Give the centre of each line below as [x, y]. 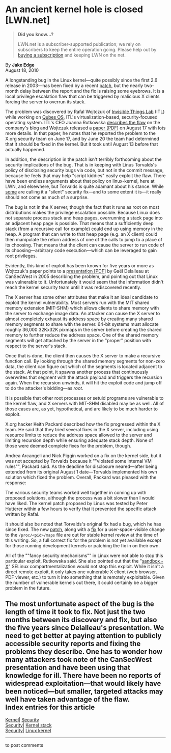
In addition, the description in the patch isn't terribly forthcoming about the [83, 159]
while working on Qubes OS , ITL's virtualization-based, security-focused [81, 117]
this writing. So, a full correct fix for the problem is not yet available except [83, 540]
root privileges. [21, 256]
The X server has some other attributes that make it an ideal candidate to [82, 297]
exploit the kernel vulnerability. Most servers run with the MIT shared [77, 302]
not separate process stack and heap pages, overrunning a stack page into [84, 218]
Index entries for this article [50, 707]
